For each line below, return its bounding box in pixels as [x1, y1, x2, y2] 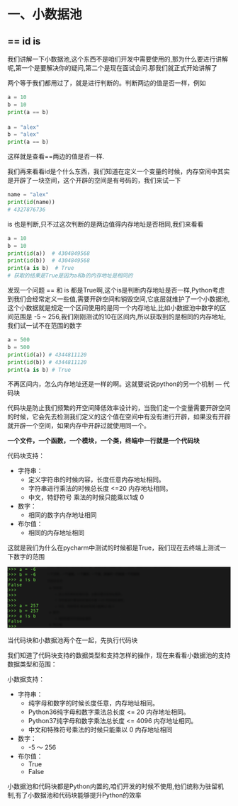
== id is [7, 35, 41, 47]
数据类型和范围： [7, 660, 57, 669]
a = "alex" [7, 123, 40, 131]
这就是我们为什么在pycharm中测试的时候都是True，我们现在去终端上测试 [7, 543, 220, 552]
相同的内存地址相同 [28, 528, 85, 537]
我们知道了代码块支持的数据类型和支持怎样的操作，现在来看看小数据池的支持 [7, 651, 231, 659]
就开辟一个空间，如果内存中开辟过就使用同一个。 [7, 421, 150, 430]
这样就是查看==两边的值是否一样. [7, 152, 105, 161]
